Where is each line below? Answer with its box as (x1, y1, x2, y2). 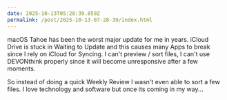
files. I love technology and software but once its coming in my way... (7, 85, 204, 93)
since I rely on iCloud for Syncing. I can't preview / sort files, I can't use (7, 49, 210, 58)
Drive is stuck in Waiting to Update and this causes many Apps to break (7, 42, 210, 51)
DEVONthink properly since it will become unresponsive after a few (7, 57, 199, 65)
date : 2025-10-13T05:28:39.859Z (7, 10, 100, 17)
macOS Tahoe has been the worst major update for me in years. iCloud (7, 35, 209, 43)
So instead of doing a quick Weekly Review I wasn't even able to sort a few (7, 77, 221, 86)
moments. (7, 64, 36, 73)
